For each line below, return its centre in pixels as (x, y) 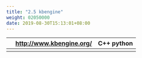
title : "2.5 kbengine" (35, 12)
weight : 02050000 (28, 18)
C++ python (115, 43)
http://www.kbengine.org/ (54, 43)
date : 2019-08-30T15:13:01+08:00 (48, 23)
